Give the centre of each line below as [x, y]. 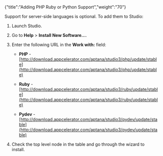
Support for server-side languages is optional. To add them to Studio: [74, 16]
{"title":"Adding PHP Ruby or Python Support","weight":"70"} [65, 7]
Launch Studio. [27, 26]
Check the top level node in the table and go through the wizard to [78, 144]
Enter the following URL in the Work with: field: [59, 45]
